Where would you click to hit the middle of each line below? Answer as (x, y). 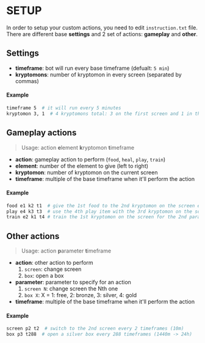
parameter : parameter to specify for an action (73, 282)
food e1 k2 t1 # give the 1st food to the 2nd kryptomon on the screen (101, 205)
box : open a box (44, 276)
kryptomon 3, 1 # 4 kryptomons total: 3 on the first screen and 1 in (99, 114)
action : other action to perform (54, 263)
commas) (27, 81)
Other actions (33, 236)
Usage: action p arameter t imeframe (66, 251)
